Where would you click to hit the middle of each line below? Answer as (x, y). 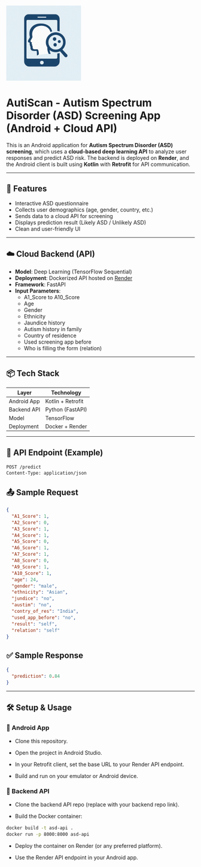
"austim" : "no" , (32, 605)
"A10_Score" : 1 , (32, 573)
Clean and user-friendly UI (48, 229)
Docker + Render (66, 426)
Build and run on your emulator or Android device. (77, 776)
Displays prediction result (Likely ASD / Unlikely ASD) (80, 222)
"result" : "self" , (35, 624)
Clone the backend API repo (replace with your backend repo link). (97, 805)
